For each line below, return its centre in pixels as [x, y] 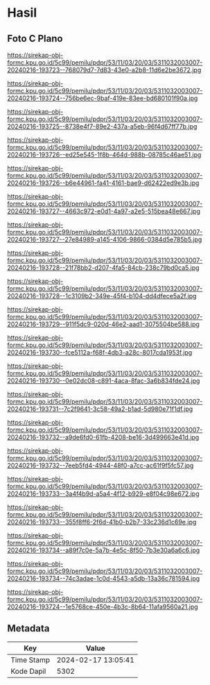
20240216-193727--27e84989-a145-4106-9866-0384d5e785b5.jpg [105, 239]
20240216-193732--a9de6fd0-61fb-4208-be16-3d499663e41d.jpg [103, 437]
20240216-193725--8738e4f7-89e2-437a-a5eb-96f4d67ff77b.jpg [102, 126]
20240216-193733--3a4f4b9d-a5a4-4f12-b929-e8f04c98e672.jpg [103, 494]
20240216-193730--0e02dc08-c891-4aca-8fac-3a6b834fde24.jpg [104, 381]
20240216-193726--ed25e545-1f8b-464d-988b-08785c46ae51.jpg [104, 155]
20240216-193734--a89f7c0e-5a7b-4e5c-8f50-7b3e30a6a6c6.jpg [104, 550]
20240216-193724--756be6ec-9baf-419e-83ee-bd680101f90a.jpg [103, 98]
